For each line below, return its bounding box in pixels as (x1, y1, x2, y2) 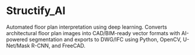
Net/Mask (6, 42, 30, 49)
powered (6, 36, 28, 43)
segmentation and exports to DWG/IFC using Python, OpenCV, (28, 36, 182, 43)
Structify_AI (6, 4, 66, 18)
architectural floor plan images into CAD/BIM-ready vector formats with (6, 29, 181, 36)
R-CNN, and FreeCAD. (31, 42, 86, 49)
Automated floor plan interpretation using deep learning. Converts (6, 23, 167, 30)
